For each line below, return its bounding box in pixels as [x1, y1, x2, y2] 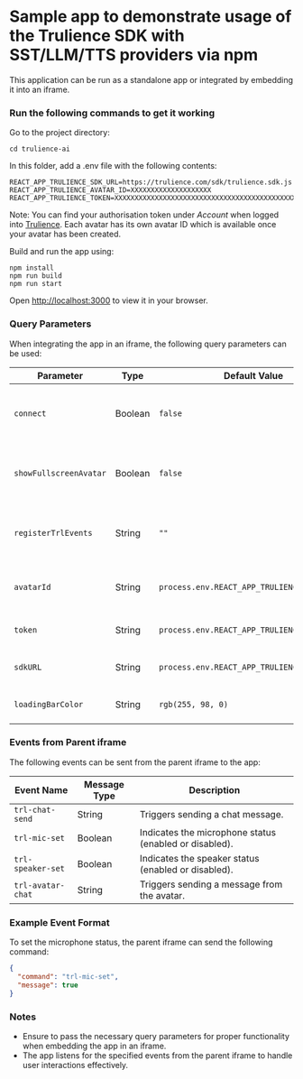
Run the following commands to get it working [9, 106, 216, 119]
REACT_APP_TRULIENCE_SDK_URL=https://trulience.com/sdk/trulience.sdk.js [9, 178, 293, 187]
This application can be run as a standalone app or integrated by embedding [9, 74, 294, 85]
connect [14, 408, 47, 419]
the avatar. [139, 889, 185, 901]
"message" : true [17, 981, 78, 990]
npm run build [9, 272, 63, 281]
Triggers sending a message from [139, 878, 283, 890]
